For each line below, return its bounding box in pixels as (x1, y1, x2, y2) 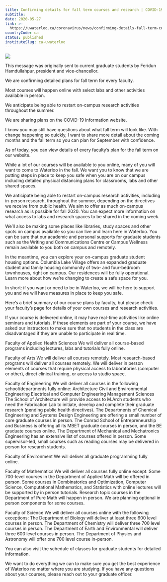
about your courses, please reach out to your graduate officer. (5, 571, 133, 577)
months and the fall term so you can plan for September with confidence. (5, 137, 155, 143)
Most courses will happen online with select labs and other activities (5, 87, 145, 93)
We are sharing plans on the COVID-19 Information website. (5, 117, 127, 123)
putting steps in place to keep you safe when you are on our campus (5, 172, 146, 178)
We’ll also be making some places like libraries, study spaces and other (5, 223, 151, 229)
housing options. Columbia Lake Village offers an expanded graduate (5, 259, 147, 265)
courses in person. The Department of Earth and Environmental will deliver (5, 525, 158, 531)
